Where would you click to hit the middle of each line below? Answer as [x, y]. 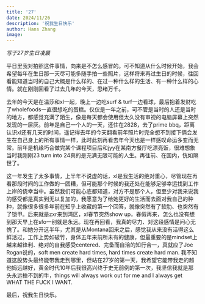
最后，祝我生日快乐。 [33, 295]
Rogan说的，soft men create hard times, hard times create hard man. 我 [96, 253]
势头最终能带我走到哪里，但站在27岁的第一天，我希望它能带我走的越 [108, 260]
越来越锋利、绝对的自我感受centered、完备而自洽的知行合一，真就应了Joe [100, 245]
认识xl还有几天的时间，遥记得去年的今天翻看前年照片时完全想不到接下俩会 [99, 133]
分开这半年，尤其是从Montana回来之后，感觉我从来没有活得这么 [113, 229]
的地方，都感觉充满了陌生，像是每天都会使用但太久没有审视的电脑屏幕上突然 [103, 117]
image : [15, 35]
